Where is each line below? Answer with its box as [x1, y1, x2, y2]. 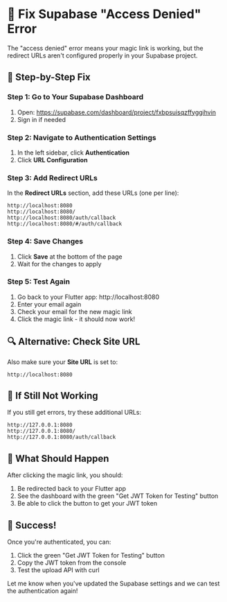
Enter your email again [17, 300, 82, 308]
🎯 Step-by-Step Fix [7, 71, 91, 83]
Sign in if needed [17, 115, 66, 123]
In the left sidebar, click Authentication [17, 148, 130, 157]
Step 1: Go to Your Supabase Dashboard [7, 92, 144, 102]
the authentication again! [7, 587, 78, 595]
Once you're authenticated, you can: [7, 537, 111, 547]
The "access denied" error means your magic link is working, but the [7, 44, 203, 52]
